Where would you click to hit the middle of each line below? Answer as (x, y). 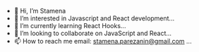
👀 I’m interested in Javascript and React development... (94, 18)
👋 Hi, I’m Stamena (40, 11)
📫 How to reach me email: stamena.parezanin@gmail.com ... (103, 41)
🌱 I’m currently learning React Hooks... (70, 26)
